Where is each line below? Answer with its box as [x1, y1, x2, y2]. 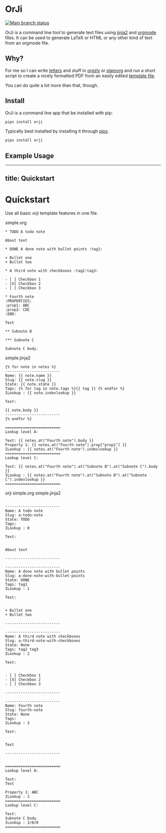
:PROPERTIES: [5, 298, 32, 304]
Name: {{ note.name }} [5, 373, 52, 378]
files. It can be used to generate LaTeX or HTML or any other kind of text [5, 35, 153, 41]
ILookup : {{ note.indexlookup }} [5, 391, 77, 395]
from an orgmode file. [5, 40, 49, 46]
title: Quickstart [5, 174, 55, 183]
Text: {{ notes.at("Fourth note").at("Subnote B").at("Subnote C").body [5, 464, 158, 469]
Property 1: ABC [5, 790, 39, 795]
